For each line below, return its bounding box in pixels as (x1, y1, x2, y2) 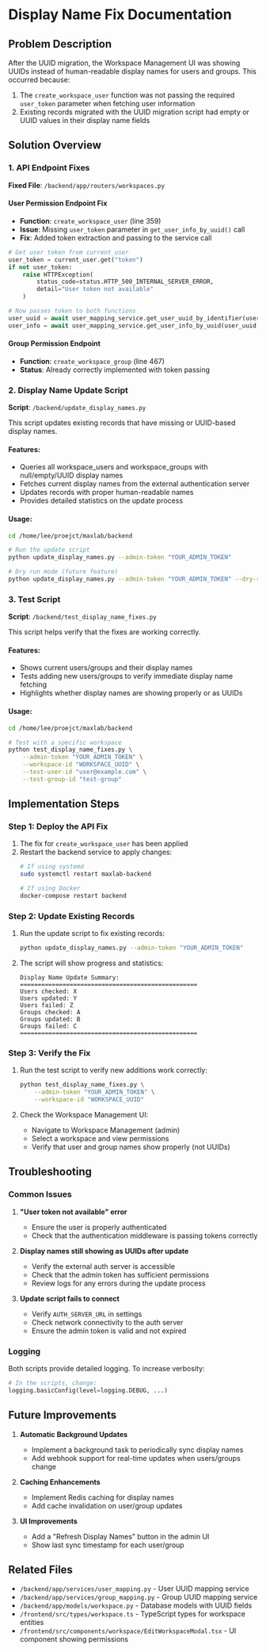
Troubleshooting (8, 1165, 93, 1179)
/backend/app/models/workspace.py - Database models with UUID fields (19, 1600, 253, 1611)
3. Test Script (8, 593, 61, 604)
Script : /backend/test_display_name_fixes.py (8, 612, 157, 622)
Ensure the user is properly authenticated (31, 1222, 167, 1232)
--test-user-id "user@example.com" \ (22, 768, 147, 776)
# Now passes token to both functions (8, 307, 136, 315)
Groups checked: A (19, 1009, 81, 1017)
